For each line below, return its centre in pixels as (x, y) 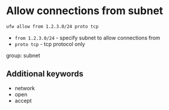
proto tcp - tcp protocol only (50, 44)
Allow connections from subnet (85, 11)
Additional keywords (45, 74)
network (25, 88)
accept (23, 101)
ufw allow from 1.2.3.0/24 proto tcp (52, 26)
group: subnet (23, 55)
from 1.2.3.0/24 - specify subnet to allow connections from (87, 38)
